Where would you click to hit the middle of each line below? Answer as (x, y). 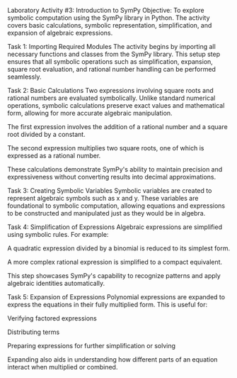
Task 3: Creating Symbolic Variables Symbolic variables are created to (110, 190)
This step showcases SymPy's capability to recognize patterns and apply (114, 276)
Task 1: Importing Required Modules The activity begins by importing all (111, 46)
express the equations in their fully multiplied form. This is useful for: (107, 305)
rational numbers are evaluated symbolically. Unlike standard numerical (111, 98)
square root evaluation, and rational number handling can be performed (111, 69)
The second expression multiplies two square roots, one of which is (106, 148)
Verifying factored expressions (52, 318)
